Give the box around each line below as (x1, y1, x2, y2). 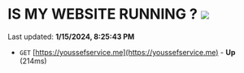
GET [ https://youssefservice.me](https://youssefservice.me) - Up (19, 47, 236, 57)
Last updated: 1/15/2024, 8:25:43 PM (7, 32, 135, 41)
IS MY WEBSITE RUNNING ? (7, 5, 198, 24)
